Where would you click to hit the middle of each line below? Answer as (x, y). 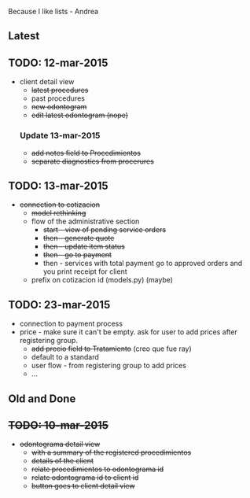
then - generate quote (79, 238)
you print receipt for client (85, 271)
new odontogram (59, 107)
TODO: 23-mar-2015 (59, 305)
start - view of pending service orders (105, 230)
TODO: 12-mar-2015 (58, 63)
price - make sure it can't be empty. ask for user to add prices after (128, 332)
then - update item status (84, 246)
